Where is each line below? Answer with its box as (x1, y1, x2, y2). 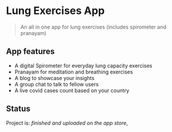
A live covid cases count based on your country (14, 86, 129, 94)
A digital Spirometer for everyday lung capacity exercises (14, 62, 153, 69)
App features (6, 47, 55, 57)
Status (6, 104, 31, 114)
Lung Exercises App (6, 4, 105, 18)
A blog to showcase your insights (14, 74, 95, 81)
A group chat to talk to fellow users (14, 81, 99, 88)
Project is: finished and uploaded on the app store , (6, 119, 128, 126)
